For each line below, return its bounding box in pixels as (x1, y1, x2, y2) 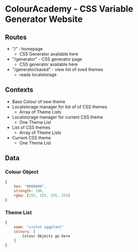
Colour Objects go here (22, 234, 70, 238)
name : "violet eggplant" (14, 225, 64, 230)
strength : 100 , (14, 188, 45, 194)
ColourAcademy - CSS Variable (5, 3, 134, 15)
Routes (5, 33, 27, 41)
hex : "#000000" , (14, 184, 47, 189)
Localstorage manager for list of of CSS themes (12, 103, 107, 110)
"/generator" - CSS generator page (12, 56, 82, 62)
